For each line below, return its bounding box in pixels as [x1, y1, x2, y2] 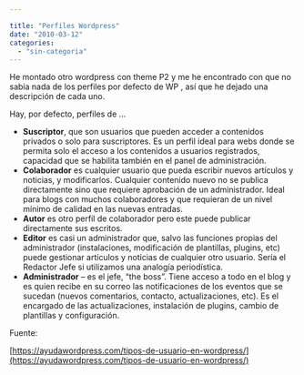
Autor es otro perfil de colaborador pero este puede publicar [22, 213, 252, 224]
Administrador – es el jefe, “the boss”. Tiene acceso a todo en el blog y [22, 271, 291, 282]
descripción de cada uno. [9, 91, 106, 102]
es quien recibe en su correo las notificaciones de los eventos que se [22, 281, 284, 292]
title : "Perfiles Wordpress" [9, 21, 120, 30]
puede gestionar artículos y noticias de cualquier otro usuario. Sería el [22, 252, 287, 263]
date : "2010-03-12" [9, 29, 84, 39]
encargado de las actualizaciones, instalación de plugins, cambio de [22, 300, 279, 311]
